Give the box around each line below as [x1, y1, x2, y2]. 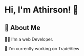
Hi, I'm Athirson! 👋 [4, 4, 79, 15]
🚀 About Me [4, 24, 41, 32]
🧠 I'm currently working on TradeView [4, 46, 80, 51]
